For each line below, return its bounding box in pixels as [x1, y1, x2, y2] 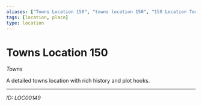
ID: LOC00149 [6, 94, 41, 102]
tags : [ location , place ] [6, 14, 69, 20]
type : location [6, 20, 44, 26]
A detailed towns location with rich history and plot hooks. [6, 77, 150, 84]
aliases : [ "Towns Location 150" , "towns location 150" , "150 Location [6, 8, 187, 15]
